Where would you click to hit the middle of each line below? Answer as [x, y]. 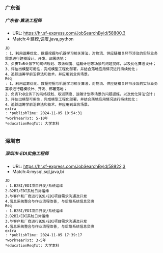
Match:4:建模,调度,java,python [43, 39]
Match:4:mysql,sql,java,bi [38, 171]
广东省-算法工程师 [23, 20]
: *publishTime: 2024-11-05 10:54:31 [44, 113]
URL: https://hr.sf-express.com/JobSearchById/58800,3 [69, 33]
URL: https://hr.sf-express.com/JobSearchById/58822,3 [69, 166]
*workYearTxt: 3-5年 [26, 240]
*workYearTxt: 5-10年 [27, 118]
